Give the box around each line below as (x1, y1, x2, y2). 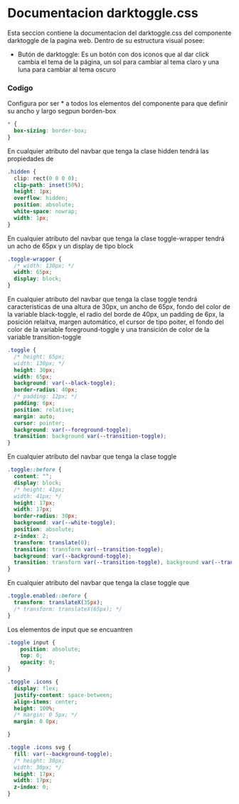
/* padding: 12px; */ (14, 393, 78, 400)
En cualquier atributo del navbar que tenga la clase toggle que (7, 579, 190, 587)
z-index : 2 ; (14, 532, 50, 539)
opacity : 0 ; (20, 658, 55, 666)
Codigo (7, 83, 33, 93)
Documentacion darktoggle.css (7, 5, 198, 21)
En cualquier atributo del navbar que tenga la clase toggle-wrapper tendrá (7, 234, 225, 243)
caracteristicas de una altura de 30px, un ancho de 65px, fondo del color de (7, 302, 230, 311)
